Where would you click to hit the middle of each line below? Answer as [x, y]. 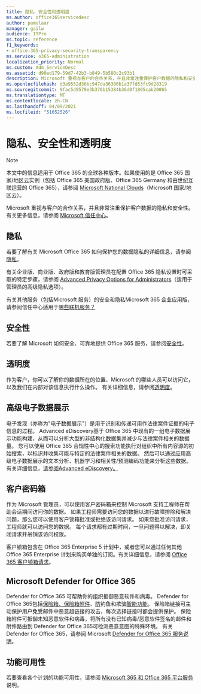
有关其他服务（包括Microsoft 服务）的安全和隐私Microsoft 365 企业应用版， [100, 299]
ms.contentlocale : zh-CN [37, 101]
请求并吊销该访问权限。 [40, 534]
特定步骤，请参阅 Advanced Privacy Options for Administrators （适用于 [104, 280]
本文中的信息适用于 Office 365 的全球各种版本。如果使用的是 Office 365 [95, 173]
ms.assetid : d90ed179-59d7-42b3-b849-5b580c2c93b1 [71, 73]
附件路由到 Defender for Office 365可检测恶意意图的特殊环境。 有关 [90, 626]
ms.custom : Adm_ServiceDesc [41, 67]
